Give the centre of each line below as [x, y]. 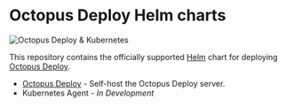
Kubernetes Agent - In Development [88, 93]
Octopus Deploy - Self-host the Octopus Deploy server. [123, 83]
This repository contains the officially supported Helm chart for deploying [143, 57]
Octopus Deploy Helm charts [118, 15]
